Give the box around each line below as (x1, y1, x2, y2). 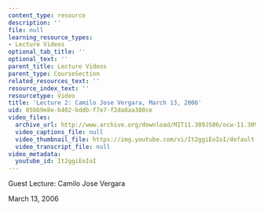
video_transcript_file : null (15, 143, 111, 151)
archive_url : (15, 121, 58, 129)
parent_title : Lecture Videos (8, 63, 108, 71)
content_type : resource (8, 11, 86, 20)
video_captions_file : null (15, 128, 104, 136)
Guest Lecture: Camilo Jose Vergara (8, 179, 126, 188)
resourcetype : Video (8, 92, 76, 100)
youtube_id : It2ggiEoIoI (15, 158, 97, 166)
